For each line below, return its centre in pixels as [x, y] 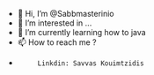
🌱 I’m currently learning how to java [82, 32]
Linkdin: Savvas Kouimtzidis [91, 64]
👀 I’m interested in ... [55, 23]
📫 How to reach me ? [57, 42]
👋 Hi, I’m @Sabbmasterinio [66, 14]
